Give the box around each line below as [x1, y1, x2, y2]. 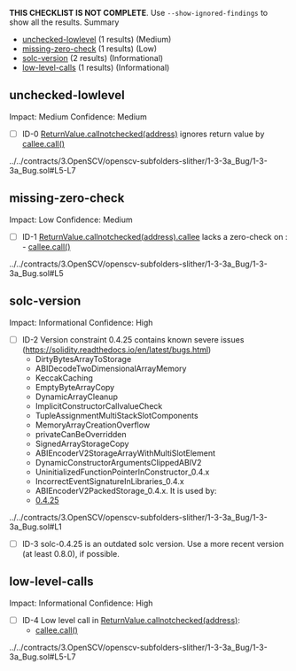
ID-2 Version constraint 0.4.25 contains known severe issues [21, 334, 245, 344]
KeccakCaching [35, 372, 93, 383]
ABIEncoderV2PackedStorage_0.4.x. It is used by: [35, 485, 217, 496]
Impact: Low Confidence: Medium [9, 214, 133, 225]
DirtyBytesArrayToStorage [35, 353, 132, 364]
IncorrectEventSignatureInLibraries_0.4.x [35, 475, 184, 486]
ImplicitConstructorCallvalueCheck [35, 400, 163, 411]
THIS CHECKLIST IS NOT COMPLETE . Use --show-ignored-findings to [9, 8, 269, 18]
